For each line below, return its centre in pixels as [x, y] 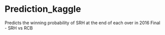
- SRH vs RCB [19, 28]
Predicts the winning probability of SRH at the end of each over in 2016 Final [82, 23]
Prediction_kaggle [43, 9]
